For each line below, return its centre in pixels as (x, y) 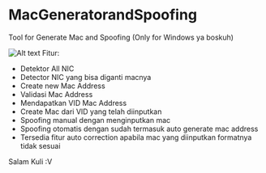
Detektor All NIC (47, 68)
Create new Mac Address (62, 86)
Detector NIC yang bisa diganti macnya (86, 77)
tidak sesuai (40, 146)
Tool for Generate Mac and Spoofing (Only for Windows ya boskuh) (121, 37)
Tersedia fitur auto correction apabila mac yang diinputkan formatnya (136, 137)
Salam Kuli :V (30, 161)
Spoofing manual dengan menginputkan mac (95, 120)
